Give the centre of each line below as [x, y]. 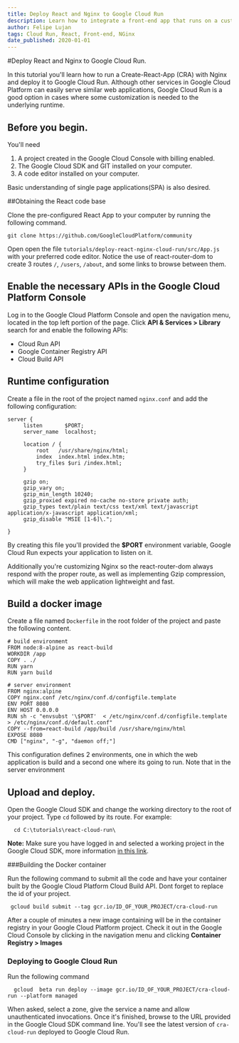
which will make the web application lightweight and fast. [91, 581]
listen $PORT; [53, 425]
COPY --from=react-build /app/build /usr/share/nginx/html [97, 729]
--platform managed [49, 996]
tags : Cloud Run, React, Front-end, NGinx [71, 34]
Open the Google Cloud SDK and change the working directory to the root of [119, 810]
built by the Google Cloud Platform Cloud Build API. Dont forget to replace [116, 886]
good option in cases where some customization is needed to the [103, 98]
